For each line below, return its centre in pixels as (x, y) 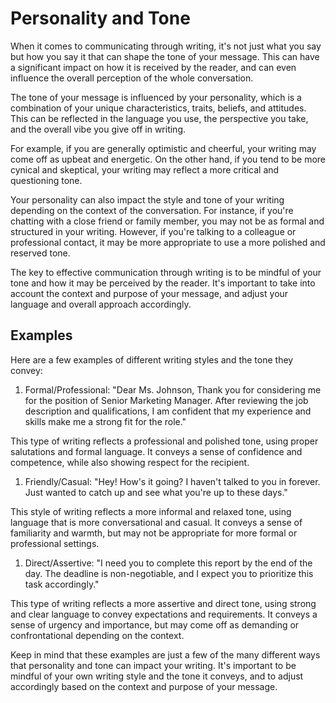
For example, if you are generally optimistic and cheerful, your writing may (163, 148)
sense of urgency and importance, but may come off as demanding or (155, 624)
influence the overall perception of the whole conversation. (132, 78)
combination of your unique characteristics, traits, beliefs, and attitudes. (158, 108)
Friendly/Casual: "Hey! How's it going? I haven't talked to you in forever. (172, 481)
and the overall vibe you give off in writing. (98, 129)
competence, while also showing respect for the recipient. (130, 462)
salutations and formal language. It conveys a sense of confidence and (156, 451)
